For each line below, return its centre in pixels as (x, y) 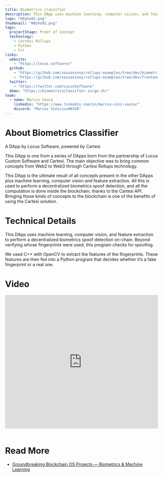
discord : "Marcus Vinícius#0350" (48, 109)
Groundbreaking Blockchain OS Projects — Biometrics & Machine (77, 464)
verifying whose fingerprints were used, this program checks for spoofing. (80, 245)
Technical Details (41, 221)
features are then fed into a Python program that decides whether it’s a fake (81, 259)
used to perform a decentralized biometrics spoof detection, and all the (76, 186)
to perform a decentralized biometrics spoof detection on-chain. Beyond (78, 239)
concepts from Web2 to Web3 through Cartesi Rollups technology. (72, 166)
